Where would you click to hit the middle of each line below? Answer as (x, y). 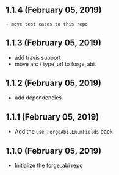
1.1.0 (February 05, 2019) (54, 151)
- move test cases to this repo (47, 24)
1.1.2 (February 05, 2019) (54, 83)
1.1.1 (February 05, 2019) (52, 117)
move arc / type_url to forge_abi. (55, 64)
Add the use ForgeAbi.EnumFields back (64, 132)
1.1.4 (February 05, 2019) (54, 10)
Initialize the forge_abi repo (49, 166)
